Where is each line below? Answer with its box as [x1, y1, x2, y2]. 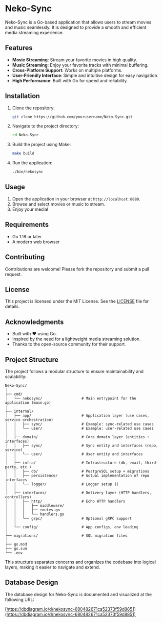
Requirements [5, 221, 49, 229]
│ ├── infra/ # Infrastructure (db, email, [5, 460, 143, 465]
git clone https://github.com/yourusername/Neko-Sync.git [12, 114, 133, 119]
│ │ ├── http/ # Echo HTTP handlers [5, 498, 125, 504]
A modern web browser [12, 239, 60, 245]
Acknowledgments [5, 318, 64, 326]
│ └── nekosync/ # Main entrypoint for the [5, 396, 137, 401]
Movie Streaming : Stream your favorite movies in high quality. [12, 57, 138, 63]
